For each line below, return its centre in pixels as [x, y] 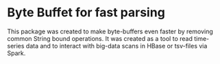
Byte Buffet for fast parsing [86, 13]
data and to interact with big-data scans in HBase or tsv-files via [117, 46]
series [16, 46]
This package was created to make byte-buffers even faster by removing [110, 31]
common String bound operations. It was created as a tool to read [100, 38]
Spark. [16, 53]
